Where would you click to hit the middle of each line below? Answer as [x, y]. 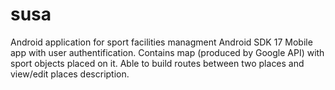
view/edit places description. [70, 74]
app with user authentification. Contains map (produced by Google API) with [167, 52]
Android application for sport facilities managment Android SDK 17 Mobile [161, 42]
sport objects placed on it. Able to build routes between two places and [157, 63]
